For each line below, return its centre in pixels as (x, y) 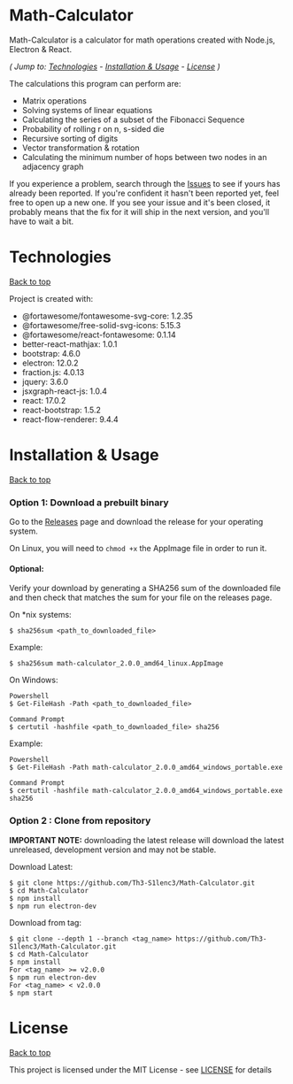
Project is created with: (51, 298)
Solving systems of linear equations (87, 110)
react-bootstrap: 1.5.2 (62, 410)
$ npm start (31, 993)
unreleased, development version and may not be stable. (113, 850)
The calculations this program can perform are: (95, 83)
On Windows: (34, 680)
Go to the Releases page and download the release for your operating (136, 522)
